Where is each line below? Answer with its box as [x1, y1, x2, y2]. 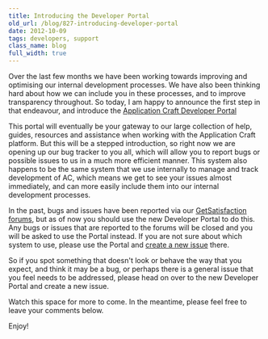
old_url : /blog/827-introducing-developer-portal [8, 19, 179, 27]
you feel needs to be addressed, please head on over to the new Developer [8, 273, 259, 282]
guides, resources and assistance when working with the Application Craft [8, 130, 256, 140]
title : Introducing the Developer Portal [8, 11, 150, 20]
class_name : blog [8, 42, 67, 50]
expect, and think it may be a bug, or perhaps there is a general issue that [8, 264, 254, 274]
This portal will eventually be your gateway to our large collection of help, [8, 122, 253, 131]
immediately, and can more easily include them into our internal [8, 182, 220, 190]
